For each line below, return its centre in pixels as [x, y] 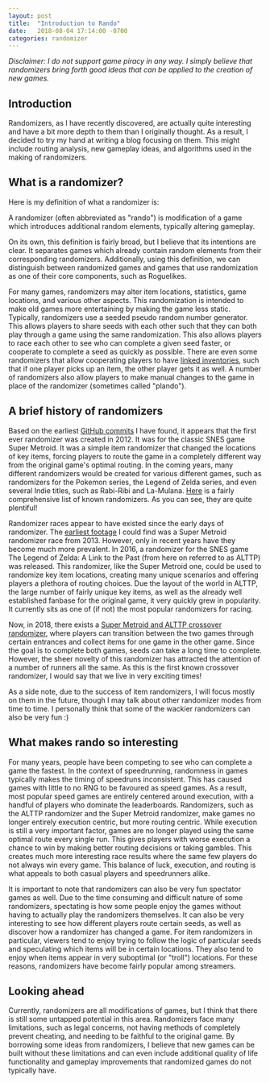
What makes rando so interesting [93, 743]
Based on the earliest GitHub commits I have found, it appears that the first [133, 430]
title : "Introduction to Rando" [64, 23]
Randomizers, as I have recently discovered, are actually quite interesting [130, 123]
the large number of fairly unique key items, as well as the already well [125, 591]
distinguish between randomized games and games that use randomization [133, 268]
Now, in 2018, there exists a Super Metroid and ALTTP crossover [115, 624]
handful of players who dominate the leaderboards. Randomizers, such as [131, 805]
